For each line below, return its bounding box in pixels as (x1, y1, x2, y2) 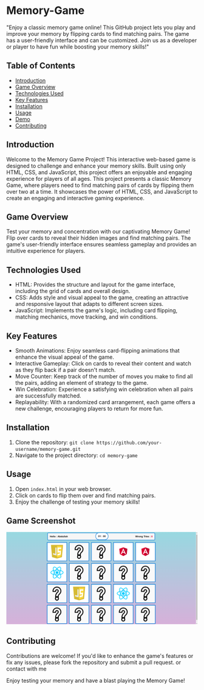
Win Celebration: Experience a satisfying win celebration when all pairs (15, 386, 193, 393)
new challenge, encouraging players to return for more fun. (15, 405, 163, 412)
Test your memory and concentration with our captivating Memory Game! (6, 228, 190, 235)
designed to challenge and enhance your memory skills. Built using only (6, 162, 186, 169)
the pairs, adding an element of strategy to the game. (15, 379, 149, 386)
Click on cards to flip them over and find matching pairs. (15, 492, 156, 499)
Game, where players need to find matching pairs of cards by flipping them (6, 181, 194, 189)
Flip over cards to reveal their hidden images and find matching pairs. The (6, 234, 191, 242)
